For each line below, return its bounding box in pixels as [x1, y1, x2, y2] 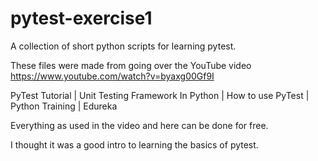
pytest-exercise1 [10, 7, 153, 30]
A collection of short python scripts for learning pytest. [10, 40, 237, 52]
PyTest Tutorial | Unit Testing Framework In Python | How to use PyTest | [10, 89, 310, 101]
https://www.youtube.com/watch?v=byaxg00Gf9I [10, 70, 215, 82]
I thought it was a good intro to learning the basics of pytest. [10, 138, 259, 151]
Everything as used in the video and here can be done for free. [10, 119, 269, 131]
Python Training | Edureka [10, 100, 118, 112]
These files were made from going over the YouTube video [10, 59, 252, 71]
